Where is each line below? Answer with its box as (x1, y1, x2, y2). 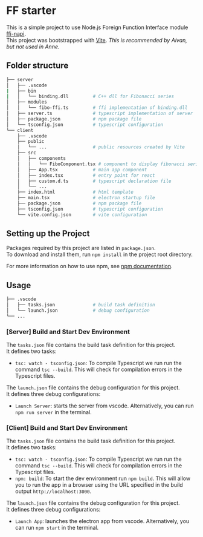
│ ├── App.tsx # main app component (17, 166, 147, 173)
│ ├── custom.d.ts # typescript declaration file (17, 178, 172, 184)
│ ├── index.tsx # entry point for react (17, 172, 155, 179)
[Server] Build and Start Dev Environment (6, 328, 130, 336)
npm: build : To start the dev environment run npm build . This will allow (14, 475, 191, 482)
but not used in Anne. (6, 43, 60, 50)
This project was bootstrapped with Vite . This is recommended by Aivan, (6, 36, 187, 44)
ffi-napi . (6, 30, 26, 37)
